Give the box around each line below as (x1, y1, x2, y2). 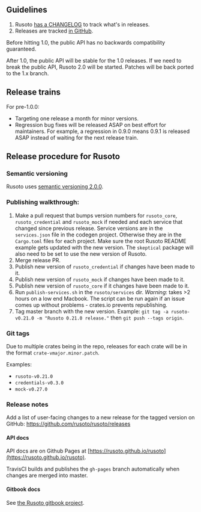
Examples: (6, 360, 32, 368)
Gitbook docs (6, 486, 41, 493)
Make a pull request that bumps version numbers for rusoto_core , (14, 212, 178, 219)
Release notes (6, 400, 49, 409)
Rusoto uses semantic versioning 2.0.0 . (6, 183, 104, 190)
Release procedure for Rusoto (6, 152, 120, 162)
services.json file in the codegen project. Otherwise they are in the (14, 231, 182, 238)
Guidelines (6, 5, 47, 15)
